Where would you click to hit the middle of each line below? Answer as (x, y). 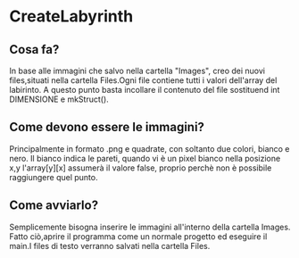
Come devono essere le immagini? (107, 127)
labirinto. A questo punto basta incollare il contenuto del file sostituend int (145, 90)
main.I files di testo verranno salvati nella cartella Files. (110, 246)
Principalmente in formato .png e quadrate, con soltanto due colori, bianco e (149, 148)
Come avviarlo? (54, 206)
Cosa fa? (34, 50)
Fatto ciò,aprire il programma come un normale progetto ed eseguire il (138, 236)
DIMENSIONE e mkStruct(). (59, 99)
